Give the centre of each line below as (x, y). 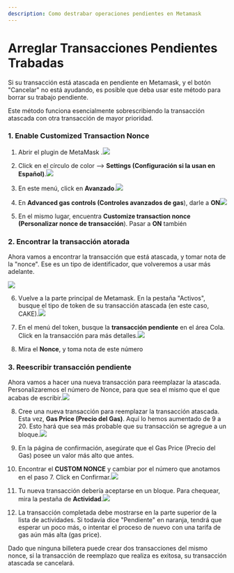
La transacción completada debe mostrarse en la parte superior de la (117, 512)
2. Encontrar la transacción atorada (69, 241)
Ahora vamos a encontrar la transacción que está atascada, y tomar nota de (117, 257)
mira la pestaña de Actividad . (61, 499)
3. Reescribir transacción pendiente (70, 367)
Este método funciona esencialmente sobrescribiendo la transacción (106, 110)
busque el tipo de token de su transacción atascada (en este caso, (114, 306)
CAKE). (28, 314)
